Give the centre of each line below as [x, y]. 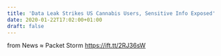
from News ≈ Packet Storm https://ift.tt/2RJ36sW [76, 46]
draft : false [26, 26]
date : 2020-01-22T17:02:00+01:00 [55, 20]
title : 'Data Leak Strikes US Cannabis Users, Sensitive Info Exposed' [111, 13]
